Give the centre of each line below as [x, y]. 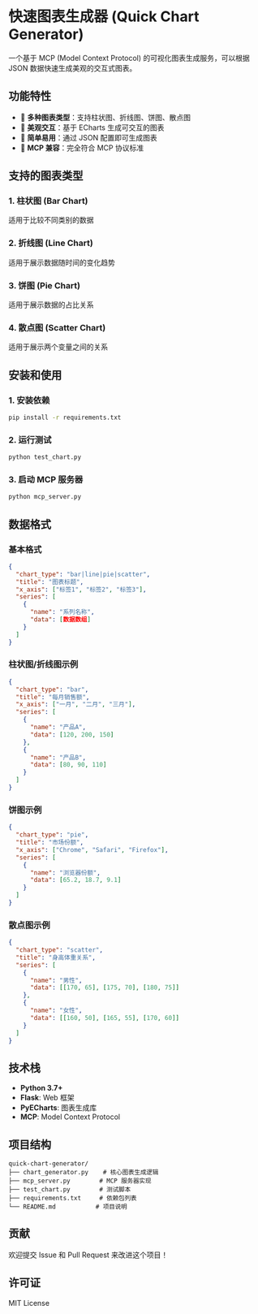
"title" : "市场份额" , [49, 843]
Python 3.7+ [41, 1088]
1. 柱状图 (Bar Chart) [48, 201]
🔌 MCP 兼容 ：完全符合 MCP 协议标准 [82, 148]
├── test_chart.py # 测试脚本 [70, 1190]
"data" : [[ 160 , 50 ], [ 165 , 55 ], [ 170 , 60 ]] [105, 1018]
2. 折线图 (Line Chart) [51, 243]
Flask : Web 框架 [47, 1098]
